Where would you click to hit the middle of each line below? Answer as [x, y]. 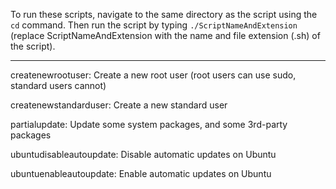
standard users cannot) [58, 85]
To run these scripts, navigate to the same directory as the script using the [164, 14]
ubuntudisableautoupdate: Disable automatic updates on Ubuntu [143, 154]
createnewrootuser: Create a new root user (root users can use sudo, [153, 75]
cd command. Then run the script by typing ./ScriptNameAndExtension [154, 25]
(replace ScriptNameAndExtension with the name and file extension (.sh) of [165, 35]
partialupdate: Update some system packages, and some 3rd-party [149, 124]
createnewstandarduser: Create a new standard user [119, 105]
